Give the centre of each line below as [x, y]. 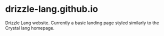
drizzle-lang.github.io [52, 9]
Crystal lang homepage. [30, 28]
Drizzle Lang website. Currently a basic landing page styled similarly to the [82, 23]
